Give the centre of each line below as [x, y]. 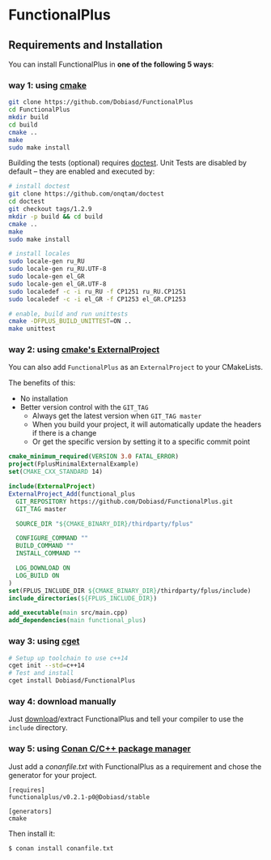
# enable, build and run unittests [68, 314]
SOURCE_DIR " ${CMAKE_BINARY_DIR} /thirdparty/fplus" [105, 524]
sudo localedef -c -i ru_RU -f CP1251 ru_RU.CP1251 [97, 291]
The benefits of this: [42, 383]
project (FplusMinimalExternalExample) [74, 464]
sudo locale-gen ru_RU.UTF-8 [57, 269]
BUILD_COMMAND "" [45, 546]
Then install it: [32, 833]
